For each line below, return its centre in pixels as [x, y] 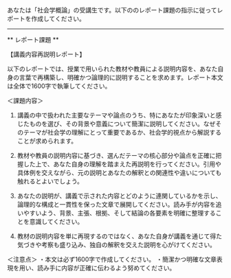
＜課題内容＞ [25, 101]
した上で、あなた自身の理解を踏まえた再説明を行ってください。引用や [122, 164]
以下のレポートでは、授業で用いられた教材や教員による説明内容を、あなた [112, 69]
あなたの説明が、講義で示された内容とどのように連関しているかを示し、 [119, 196]
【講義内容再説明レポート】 [46, 54]
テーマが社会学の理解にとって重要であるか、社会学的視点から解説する [122, 132]
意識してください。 [56, 221]
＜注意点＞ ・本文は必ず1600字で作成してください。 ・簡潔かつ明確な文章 [112, 259]
